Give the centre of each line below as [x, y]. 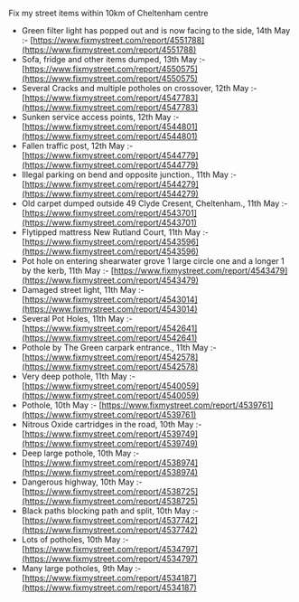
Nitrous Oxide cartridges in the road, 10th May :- [112, 424]
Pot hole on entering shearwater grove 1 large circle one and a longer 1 [153, 261]
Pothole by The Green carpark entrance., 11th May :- [119, 348]
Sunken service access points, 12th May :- [100, 117]
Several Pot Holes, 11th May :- [77, 319]
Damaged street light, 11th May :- [83, 290]
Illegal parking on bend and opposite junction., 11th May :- [129, 174]
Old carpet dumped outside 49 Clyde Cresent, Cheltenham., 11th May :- [154, 203]
